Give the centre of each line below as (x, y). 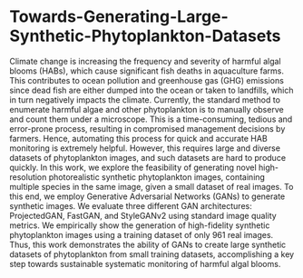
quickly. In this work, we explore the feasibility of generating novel (133, 167)
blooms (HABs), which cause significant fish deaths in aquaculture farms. (147, 71)
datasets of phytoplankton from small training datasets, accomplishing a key (152, 254)
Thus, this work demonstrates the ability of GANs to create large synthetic (148, 244)
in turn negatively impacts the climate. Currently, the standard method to (145, 99)
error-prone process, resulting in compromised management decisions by (147, 128)
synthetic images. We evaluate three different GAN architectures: (131, 205)
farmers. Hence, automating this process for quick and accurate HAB (138, 138)
